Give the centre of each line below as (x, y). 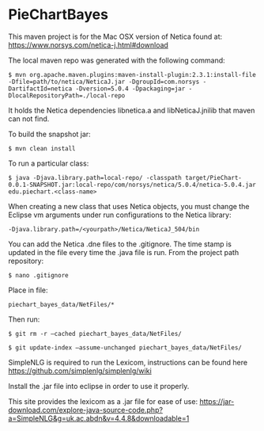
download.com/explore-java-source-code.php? (86, 410)
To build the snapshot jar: (49, 134)
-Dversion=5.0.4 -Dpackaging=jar (130, 89)
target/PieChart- (213, 177)
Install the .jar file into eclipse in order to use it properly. (99, 386)
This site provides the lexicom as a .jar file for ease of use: (103, 401)
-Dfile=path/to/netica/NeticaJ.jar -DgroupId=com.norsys (104, 82)
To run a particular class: (49, 163)
